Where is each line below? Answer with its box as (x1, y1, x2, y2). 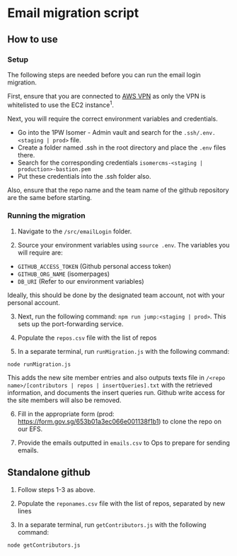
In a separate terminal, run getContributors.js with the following (17, 520, 207, 529)
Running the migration (7, 211, 86, 221)
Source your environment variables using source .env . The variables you (17, 240, 230, 249)
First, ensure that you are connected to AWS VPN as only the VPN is (7, 91, 207, 100)
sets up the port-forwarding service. (17, 319, 124, 328)
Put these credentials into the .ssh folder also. (17, 172, 151, 180)
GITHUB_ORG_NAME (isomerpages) (17, 269, 110, 278)
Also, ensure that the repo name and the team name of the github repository (7, 186, 229, 194)
